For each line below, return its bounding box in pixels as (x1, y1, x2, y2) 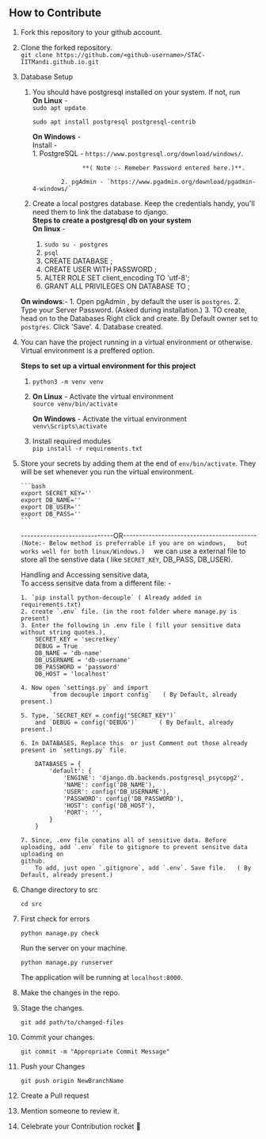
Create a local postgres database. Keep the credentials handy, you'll (32, 198, 256, 208)
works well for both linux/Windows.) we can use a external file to (20, 546, 246, 555)
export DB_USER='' (20, 503, 82, 511)
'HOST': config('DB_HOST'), (63, 802, 156, 809)
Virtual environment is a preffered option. (20, 345, 155, 355)
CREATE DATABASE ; (44, 256, 113, 265)
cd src (20, 900, 43, 908)
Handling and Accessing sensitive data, (20, 569, 150, 579)
